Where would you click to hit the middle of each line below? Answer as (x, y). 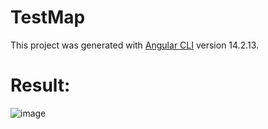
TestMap (48, 17)
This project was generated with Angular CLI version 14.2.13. (135, 45)
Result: (40, 85)
